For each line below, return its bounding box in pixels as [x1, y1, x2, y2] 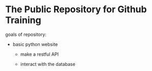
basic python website [12, 41, 58, 47]
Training [5, 14, 42, 26]
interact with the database [20, 61, 75, 67]
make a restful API [20, 51, 59, 57]
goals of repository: [5, 31, 47, 37]
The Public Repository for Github [5, 4, 147, 15]
